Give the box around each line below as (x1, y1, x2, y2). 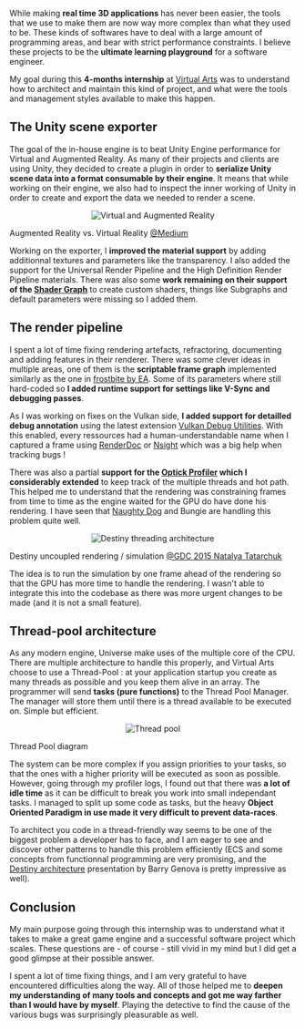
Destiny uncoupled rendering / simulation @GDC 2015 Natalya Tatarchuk (9, 551, 282, 561)
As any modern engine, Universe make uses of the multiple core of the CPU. (9, 647, 296, 659)
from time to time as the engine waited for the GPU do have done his (9, 496, 267, 507)
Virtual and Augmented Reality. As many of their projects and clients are (9, 153, 280, 164)
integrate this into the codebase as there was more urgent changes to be (9, 587, 283, 598)
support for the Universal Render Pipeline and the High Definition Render (9, 264, 282, 275)
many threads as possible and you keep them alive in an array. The (9, 676, 260, 687)
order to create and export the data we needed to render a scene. (9, 191, 256, 203)
